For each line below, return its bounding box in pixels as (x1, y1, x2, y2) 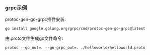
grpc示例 (5, 4, 27, 11)
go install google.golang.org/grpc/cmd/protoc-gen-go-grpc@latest (5, 26, 146, 31)
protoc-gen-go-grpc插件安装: (5, 16, 66, 23)
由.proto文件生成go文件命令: (5, 35, 63, 41)
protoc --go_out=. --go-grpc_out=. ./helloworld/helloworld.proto (5, 45, 146, 50)
